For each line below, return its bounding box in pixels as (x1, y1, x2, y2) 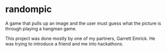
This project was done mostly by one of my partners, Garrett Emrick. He (5, 35, 155, 41)
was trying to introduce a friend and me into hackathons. (5, 40, 123, 46)
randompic (5, 4, 52, 15)
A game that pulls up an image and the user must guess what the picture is (5, 20, 161, 26)
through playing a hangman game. (5, 25, 77, 31)
